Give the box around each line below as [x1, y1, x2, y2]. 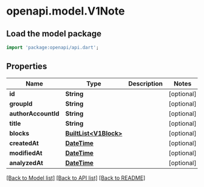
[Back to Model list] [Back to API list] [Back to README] [6, 174, 146, 182]
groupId [9, 99, 33, 107]
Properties [6, 61, 47, 72]
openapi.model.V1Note [6, 4, 125, 18]
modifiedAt [9, 149, 42, 157]
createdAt [9, 138, 39, 147]
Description [128, 79, 163, 87]
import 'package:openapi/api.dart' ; [6, 44, 99, 50]
